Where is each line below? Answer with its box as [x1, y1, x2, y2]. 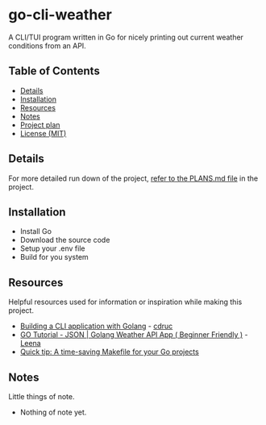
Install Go [19, 227, 52, 236]
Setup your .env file [19, 244, 85, 253]
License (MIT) [19, 128, 67, 138]
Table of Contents [8, 65, 101, 78]
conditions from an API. [8, 40, 86, 50]
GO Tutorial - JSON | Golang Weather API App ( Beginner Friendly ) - [19, 330, 248, 340]
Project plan [19, 119, 60, 130]
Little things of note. [8, 392, 75, 401]
